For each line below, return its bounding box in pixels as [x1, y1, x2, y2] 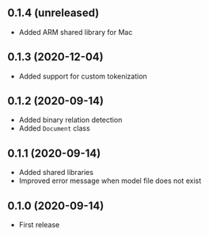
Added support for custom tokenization [18, 71, 147, 81]
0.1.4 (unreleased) [7, 6, 100, 20]
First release [18, 220, 60, 230]
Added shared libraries [18, 168, 94, 177]
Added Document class [18, 124, 90, 133]
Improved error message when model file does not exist [18, 176, 202, 185]
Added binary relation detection [18, 115, 123, 125]
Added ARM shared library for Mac [18, 27, 133, 36]
